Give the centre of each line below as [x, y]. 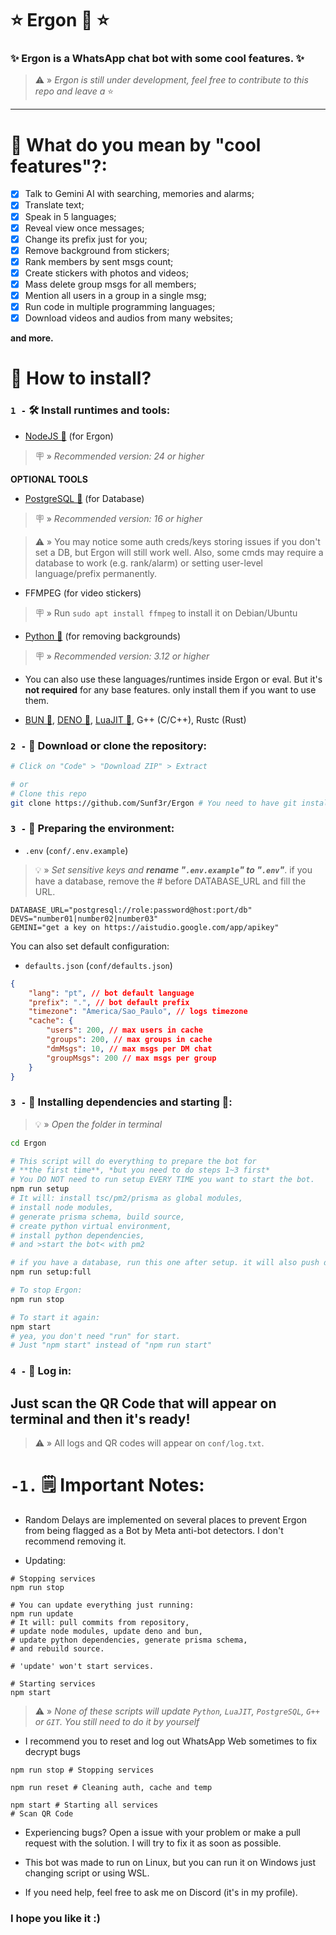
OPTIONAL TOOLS [49, 479]
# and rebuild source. [57, 1648]
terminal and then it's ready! [100, 1418]
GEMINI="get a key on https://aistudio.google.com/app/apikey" [145, 927]
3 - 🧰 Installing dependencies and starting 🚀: [121, 1102]
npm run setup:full [51, 1272]
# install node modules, [62, 1207]
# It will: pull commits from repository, [100, 1622]
